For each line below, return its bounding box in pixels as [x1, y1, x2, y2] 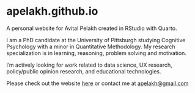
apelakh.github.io [6, 4, 98, 18]
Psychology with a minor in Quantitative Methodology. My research [6, 43, 175, 50]
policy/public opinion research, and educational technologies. [6, 67, 161, 75]
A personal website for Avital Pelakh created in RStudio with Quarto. [6, 24, 177, 32]
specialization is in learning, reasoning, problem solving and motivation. [6, 49, 186, 56]
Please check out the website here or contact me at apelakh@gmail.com [6, 80, 189, 87]
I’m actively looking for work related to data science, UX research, [6, 61, 172, 69]
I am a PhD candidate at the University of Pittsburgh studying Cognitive [6, 36, 186, 43]
